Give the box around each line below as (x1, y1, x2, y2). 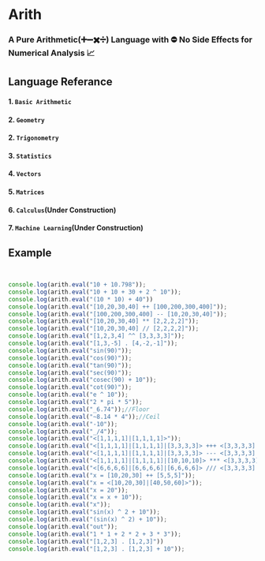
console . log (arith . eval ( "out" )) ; (8, 522, 118, 530)
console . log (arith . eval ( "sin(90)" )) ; (8, 346, 132, 354)
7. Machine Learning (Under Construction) (8, 223, 144, 233)
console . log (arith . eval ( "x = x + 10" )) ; (8, 493, 144, 502)
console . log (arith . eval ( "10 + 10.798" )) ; (8, 281, 147, 289)
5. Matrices (8, 187, 45, 196)
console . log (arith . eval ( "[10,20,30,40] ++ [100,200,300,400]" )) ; (8, 302, 227, 311)
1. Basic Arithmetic (8, 97, 73, 107)
